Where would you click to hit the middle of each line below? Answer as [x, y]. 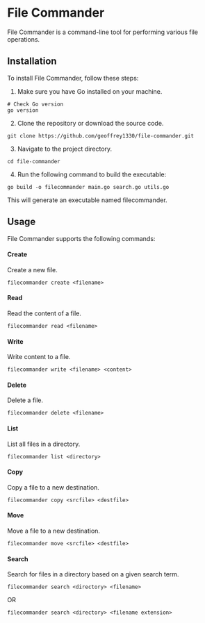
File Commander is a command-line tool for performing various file [102, 32]
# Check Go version [35, 104]
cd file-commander [34, 161]
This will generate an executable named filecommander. [88, 200]
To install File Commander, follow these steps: [73, 78]
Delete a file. [25, 400]
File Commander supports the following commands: [81, 238]
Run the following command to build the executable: [92, 174]
